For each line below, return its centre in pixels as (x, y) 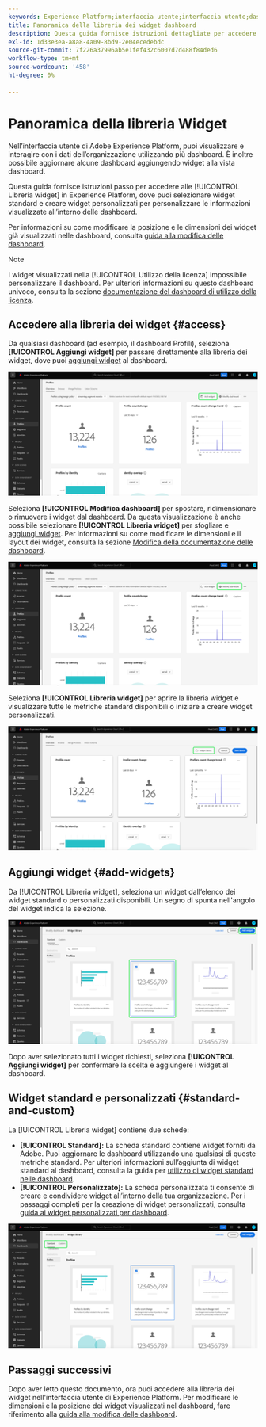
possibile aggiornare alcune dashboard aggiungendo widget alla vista (122, 162)
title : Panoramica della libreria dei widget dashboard (102, 25)
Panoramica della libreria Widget (118, 124)
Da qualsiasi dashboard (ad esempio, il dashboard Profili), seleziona (119, 344)
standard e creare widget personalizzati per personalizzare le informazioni (129, 203)
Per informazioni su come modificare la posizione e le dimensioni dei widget (133, 227)
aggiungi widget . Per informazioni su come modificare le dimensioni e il (125, 533)
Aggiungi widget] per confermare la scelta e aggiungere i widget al (118, 1065)
